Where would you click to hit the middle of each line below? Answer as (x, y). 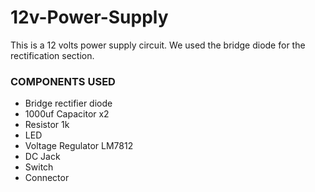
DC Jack (42, 157)
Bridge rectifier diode (68, 103)
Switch (39, 167)
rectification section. (52, 55)
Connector (47, 178)
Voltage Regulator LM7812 (79, 146)
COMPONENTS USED (63, 81)
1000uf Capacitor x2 (67, 114)
